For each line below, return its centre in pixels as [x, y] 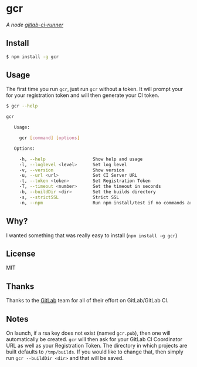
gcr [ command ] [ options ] [50, 138]
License [21, 253]
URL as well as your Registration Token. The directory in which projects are [97, 345]
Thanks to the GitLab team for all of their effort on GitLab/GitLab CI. [87, 301]
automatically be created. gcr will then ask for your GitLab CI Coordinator [94, 339]
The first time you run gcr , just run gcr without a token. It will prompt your [94, 89]
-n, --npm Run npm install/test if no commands [102, 203]
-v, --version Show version [72, 170]
